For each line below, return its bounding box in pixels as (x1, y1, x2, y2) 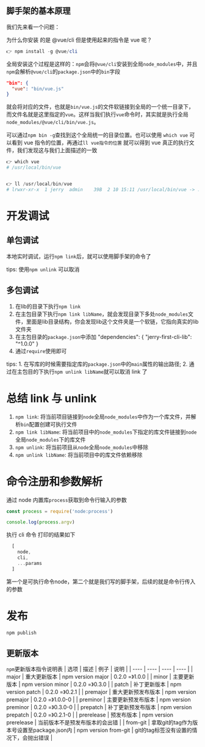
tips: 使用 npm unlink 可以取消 (6, 265, 80, 273)
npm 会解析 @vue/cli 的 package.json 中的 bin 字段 (6, 68, 121, 75)
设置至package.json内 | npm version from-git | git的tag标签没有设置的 (16, 726, 192, 734)
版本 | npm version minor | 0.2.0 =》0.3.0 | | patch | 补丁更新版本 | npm (6, 680, 182, 688)
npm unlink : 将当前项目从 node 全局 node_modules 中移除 (15, 443, 148, 451)
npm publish (6, 630, 37, 636)
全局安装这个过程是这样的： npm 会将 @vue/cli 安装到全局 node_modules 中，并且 (6, 60, 198, 67)
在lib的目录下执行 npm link (15, 302, 81, 310)
